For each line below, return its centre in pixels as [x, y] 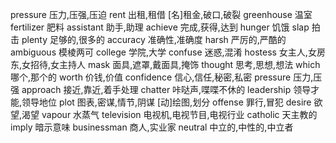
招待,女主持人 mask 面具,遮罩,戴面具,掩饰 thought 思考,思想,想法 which [175, 64]
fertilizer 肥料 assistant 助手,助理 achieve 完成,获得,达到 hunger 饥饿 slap [160, 27]
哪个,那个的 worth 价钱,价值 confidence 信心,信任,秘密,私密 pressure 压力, [162, 77]
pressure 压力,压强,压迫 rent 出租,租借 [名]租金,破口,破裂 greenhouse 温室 [161, 14]
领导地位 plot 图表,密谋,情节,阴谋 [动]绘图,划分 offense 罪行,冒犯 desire [166, 102]
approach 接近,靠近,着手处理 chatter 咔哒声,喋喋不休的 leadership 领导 [166, 89]
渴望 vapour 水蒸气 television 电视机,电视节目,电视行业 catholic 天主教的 [169, 114]
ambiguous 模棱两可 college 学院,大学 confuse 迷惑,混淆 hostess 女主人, [159, 52]
